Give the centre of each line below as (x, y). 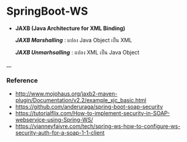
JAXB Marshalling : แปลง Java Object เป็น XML (74, 40)
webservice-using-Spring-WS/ (54, 120)
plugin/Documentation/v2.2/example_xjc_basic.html (81, 100)
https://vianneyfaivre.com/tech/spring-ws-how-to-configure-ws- (98, 126)
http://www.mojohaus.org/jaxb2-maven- (66, 94)
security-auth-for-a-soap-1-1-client (60, 133)
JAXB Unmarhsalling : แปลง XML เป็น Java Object (77, 52)
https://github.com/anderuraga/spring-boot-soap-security (89, 107)
